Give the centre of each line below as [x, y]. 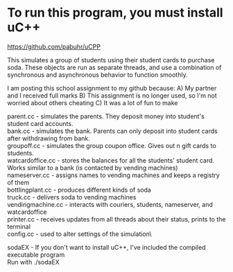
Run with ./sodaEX [34, 262]
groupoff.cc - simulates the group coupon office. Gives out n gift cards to [112, 145]
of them [18, 182]
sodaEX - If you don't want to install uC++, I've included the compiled [106, 247]
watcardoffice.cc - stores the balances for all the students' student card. [111, 160]
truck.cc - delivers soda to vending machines [72, 197]
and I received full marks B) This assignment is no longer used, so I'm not [112, 96]
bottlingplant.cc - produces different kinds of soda [79, 190]
